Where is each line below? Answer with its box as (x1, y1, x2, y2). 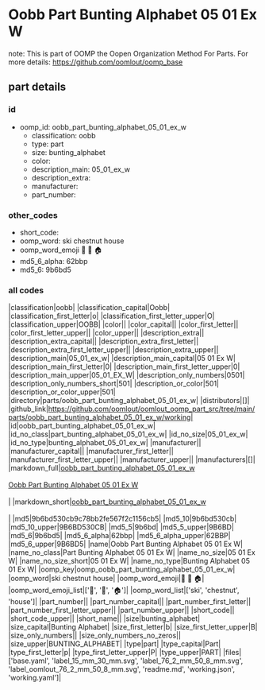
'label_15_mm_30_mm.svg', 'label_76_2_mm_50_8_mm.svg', (51, 656, 244, 665)
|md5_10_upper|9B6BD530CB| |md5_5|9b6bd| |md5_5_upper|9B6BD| (8, 522, 234, 532)
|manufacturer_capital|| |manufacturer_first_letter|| (8, 447, 175, 456)
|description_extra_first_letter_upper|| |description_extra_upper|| (8, 345, 219, 355)
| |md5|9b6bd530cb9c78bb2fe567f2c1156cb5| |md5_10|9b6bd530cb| (8, 514, 237, 524)
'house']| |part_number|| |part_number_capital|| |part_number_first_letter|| (8, 597, 252, 607)
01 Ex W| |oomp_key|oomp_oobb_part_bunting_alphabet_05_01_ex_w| (8, 564, 236, 574)
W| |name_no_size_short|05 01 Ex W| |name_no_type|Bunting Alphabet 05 (8, 556, 250, 566)
